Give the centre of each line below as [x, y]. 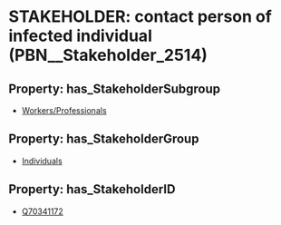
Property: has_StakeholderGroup [104, 139]
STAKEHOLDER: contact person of [140, 17]
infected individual [81, 36]
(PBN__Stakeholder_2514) [108, 55]
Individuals [42, 161]
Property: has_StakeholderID [92, 189]
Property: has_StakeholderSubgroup [115, 88]
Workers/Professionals [64, 110]
